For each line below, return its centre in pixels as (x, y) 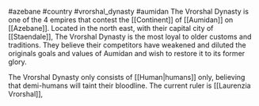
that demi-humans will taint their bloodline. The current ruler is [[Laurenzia (129, 85)
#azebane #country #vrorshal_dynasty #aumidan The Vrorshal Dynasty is (129, 11)
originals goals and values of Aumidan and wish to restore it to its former (127, 53)
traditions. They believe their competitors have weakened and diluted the (128, 45)
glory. (18, 62)
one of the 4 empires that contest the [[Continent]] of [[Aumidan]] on (121, 20)
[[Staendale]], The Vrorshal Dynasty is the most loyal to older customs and (130, 36)
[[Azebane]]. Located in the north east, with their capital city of (111, 28)
